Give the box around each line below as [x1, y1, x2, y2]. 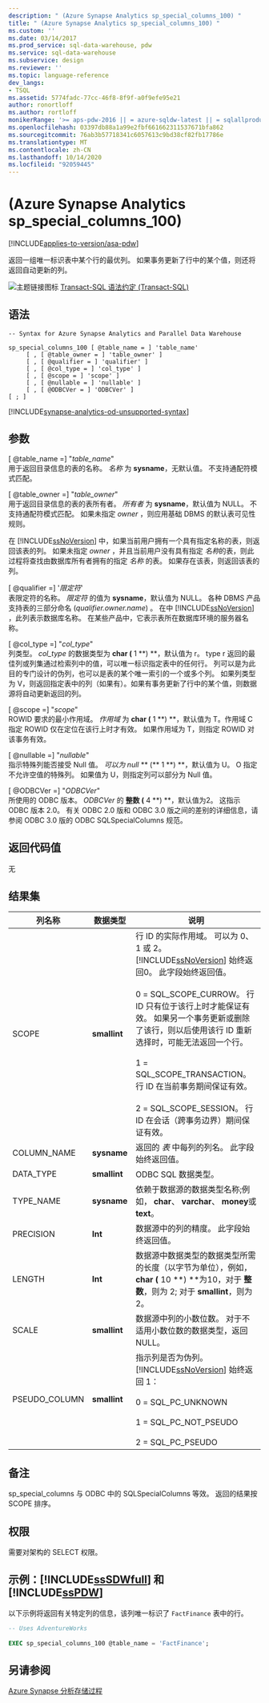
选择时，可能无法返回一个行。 [135, 1037, 248, 1048]
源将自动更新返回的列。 [8, 688, 86, 698]
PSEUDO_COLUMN [12, 1394, 85, 1405]
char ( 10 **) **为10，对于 [135, 1274, 243, 1286]
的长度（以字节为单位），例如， [135, 1262, 252, 1274]
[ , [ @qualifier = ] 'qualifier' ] [26, 357, 149, 365]
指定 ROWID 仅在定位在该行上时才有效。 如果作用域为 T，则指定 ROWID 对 [8, 724, 255, 734]
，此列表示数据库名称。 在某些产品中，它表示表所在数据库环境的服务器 [8, 613, 242, 622]
